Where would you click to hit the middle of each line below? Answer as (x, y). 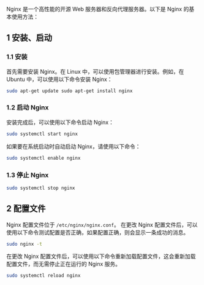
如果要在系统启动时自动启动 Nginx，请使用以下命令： (74, 146)
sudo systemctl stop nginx (41, 188)
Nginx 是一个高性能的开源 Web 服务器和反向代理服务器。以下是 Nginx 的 (98, 9)
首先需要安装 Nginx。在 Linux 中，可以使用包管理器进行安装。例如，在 (95, 71)
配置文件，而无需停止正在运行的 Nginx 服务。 (64, 264)
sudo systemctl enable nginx (43, 158)
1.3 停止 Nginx (28, 175)
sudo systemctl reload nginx (43, 276)
